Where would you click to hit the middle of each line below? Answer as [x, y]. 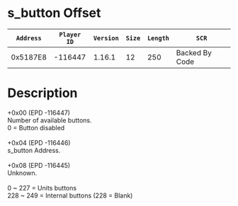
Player [70, 34]
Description [42, 93]
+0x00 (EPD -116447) [39, 113]
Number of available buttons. [50, 120]
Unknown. [22, 173]
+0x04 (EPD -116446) [39, 142]
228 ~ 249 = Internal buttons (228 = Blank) [70, 195]
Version [106, 38]
